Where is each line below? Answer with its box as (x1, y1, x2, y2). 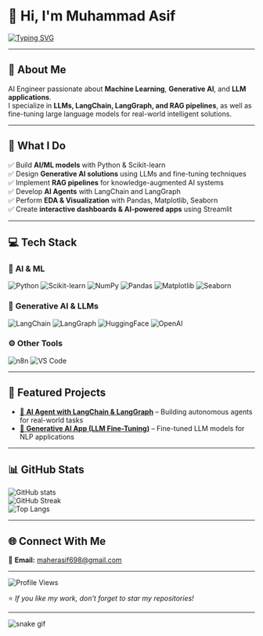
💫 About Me (8, 63, 67, 77)
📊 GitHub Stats (8, 463, 85, 477)
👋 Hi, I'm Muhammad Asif (8, 7, 176, 25)
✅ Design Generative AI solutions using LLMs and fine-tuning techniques (8, 169, 247, 178)
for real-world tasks (19, 415, 84, 425)
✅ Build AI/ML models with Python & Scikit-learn (8, 160, 166, 170)
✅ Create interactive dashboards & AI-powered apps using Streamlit (8, 204, 232, 214)
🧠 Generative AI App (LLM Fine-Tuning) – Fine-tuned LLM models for (19, 423, 245, 433)
